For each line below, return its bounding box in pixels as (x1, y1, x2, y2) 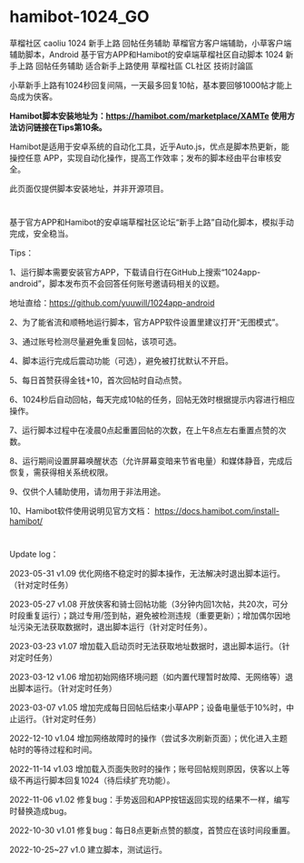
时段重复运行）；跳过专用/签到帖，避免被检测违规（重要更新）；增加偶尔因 (9, 610, 283, 621)
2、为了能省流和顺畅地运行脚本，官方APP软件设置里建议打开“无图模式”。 (9, 316, 284, 328)
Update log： (9, 548, 59, 560)
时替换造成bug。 (9, 806, 73, 817)
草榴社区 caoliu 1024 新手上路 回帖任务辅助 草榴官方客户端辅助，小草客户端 (9, 37, 292, 48)
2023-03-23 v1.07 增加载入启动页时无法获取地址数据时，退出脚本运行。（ (9, 641, 283, 652)
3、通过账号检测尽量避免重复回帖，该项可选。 (9, 336, 181, 347)
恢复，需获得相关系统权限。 (9, 467, 113, 478)
